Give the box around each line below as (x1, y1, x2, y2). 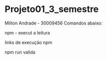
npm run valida (4, 49, 35, 55)
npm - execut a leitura (4, 29, 50, 35)
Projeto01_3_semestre (4, 3, 99, 15)
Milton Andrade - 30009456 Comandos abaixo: (4, 20, 103, 26)
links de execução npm (4, 39, 52, 45)
